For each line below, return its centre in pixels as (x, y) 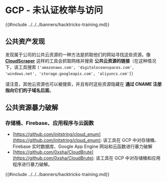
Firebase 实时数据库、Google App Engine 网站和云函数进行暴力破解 (82, 146)
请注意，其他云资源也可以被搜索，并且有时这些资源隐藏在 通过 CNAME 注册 (83, 84)
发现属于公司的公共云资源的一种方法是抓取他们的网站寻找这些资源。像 (78, 54)
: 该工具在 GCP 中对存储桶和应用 (127, 158)
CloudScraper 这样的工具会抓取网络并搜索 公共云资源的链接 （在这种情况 (81, 61)
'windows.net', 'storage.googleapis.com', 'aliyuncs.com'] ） (70, 73)
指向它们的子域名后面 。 (29, 90)
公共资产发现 (25, 41)
